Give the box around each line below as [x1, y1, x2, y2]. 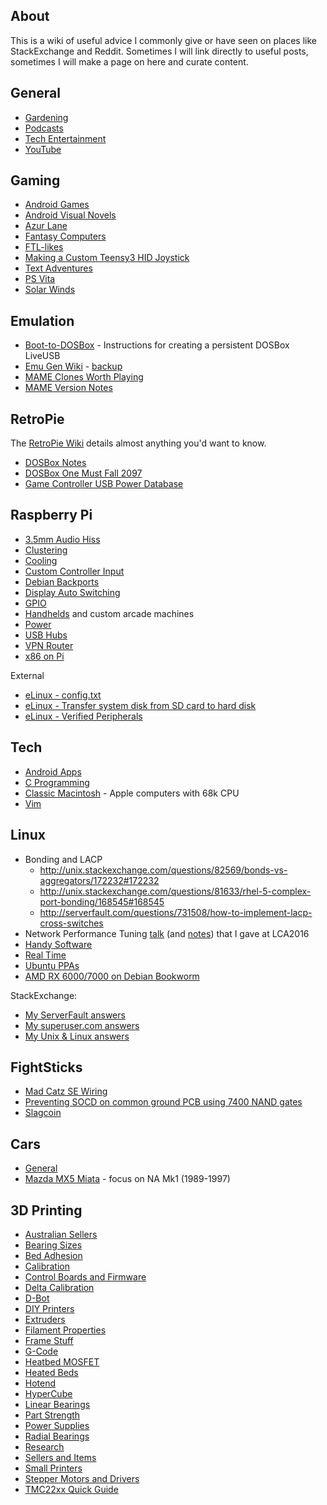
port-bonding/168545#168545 [39, 895, 165, 908]
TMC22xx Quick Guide [24, 1483, 119, 1495]
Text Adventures [24, 262, 93, 274]
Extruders [24, 1313, 66, 1325]
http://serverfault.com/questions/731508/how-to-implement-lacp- [39, 906, 313, 918]
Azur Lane [24, 220, 68, 232]
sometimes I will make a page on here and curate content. [10, 55, 249, 68]
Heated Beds [24, 1366, 79, 1378]
